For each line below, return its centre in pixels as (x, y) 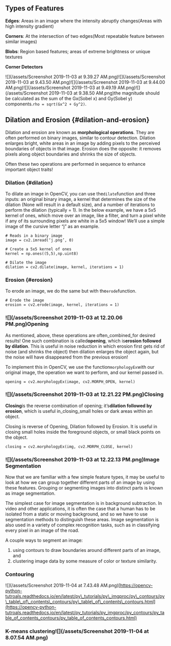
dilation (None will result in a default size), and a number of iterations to (80, 205)
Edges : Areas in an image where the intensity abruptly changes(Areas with (84, 20)
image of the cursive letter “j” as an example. (52, 226)
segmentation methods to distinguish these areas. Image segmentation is (82, 520)
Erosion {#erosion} (29, 280)
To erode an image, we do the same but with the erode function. (71, 291)
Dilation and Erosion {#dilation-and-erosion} (78, 120)
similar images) (21, 41)
